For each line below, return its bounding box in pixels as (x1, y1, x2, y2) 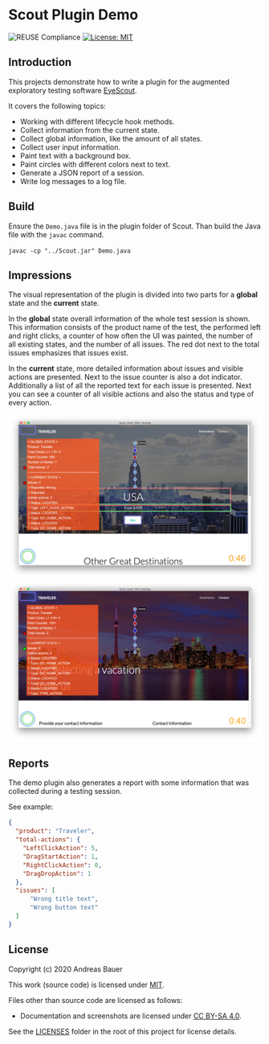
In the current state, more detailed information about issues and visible (8, 364, 243, 373)
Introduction (8, 55, 72, 69)
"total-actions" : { (15, 836, 81, 844)
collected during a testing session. (8, 787, 122, 796)
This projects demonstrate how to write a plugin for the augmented (8, 76, 230, 86)
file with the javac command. (8, 229, 104, 239)
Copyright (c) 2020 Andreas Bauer (8, 964, 123, 974)
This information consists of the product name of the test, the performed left (8, 323, 261, 332)
